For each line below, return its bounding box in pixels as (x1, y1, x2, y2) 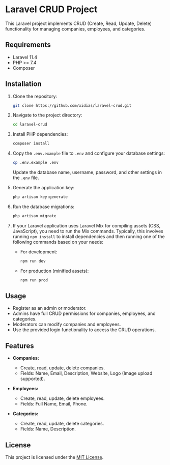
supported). (20, 375, 45, 382)
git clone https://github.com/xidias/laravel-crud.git (12, 103, 132, 108)
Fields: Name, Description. (20, 426, 76, 432)
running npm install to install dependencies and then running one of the (12, 233, 165, 240)
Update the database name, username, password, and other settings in (12, 169, 162, 176)
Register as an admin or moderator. (12, 305, 87, 311)
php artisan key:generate (12, 194, 68, 199)
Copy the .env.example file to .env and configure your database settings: (12, 150, 165, 156)
